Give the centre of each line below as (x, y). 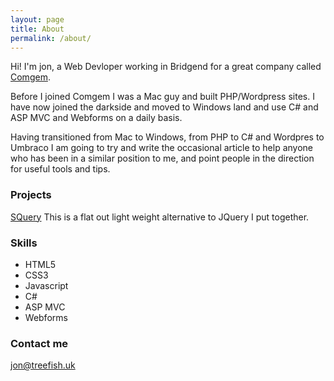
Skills (24, 243)
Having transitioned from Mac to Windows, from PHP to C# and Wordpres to (167, 137)
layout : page (37, 19)
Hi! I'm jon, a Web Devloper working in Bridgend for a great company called (166, 67)
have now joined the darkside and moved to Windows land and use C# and (164, 107)
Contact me (39, 343)
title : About (37, 29)
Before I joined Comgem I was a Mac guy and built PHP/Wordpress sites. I (162, 97)
